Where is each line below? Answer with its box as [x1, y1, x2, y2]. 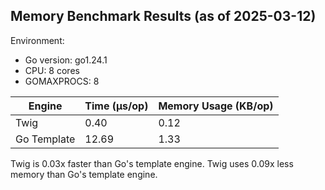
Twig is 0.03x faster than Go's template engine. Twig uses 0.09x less [10, 157, 294, 169]
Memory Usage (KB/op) [158, 99, 274, 113]
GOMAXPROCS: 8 [24, 75, 100, 87]
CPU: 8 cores [24, 64, 80, 76]
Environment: [10, 34, 65, 46]
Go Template [15, 132, 76, 146]
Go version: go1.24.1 [24, 54, 108, 66]
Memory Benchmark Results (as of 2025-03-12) [10, 8, 317, 25]
